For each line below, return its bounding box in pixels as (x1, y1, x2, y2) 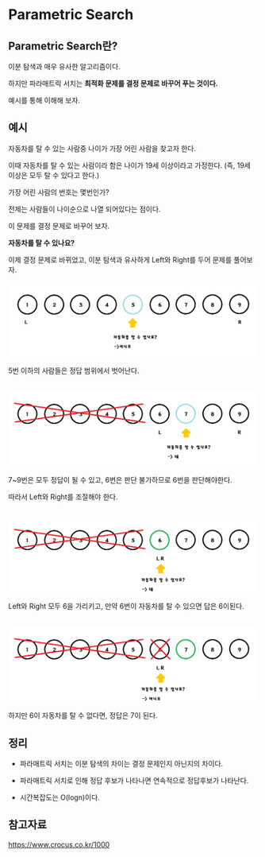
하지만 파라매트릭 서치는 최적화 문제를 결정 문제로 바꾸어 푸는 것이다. (8, 79, 218, 88)
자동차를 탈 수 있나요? (8, 238, 75, 247)
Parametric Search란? (8, 39, 118, 52)
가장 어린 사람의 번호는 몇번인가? (8, 187, 109, 196)
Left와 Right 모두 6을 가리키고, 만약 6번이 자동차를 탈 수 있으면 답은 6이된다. (8, 602, 244, 611)
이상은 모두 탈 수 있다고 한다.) (8, 170, 100, 180)
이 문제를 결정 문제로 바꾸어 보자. (8, 221, 110, 231)
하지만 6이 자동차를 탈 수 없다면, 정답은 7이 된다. (8, 711, 158, 720)
